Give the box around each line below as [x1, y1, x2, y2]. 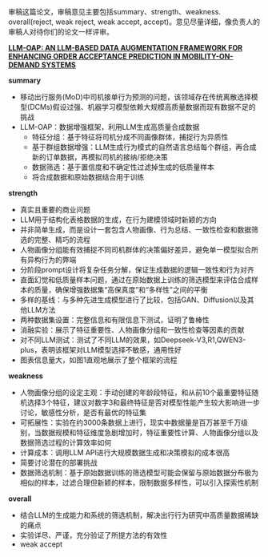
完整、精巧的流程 [34, 235, 90, 244]
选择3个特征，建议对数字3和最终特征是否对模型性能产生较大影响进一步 [26, 398, 261, 407]
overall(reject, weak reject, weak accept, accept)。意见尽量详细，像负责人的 [8, 17, 260, 26]
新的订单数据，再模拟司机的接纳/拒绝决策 [31, 152, 168, 162]
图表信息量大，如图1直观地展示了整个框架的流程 [19, 355, 178, 365]
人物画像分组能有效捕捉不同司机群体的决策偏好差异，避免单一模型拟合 [19, 245, 252, 254]
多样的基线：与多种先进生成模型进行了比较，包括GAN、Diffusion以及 [19, 295, 248, 305]
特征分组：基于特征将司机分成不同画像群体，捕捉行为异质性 [31, 132, 229, 142]
